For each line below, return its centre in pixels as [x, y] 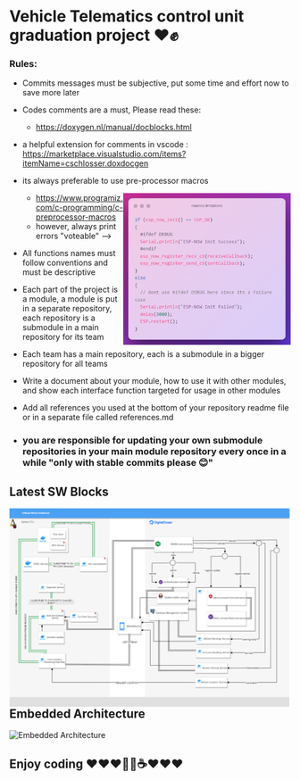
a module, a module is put [70, 299]
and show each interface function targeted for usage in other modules [151, 391]
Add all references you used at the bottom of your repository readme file [156, 408]
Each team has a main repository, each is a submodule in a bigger [143, 354]
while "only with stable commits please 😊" [118, 463]
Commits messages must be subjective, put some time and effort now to [155, 83]
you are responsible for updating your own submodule [142, 441]
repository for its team [63, 337]
